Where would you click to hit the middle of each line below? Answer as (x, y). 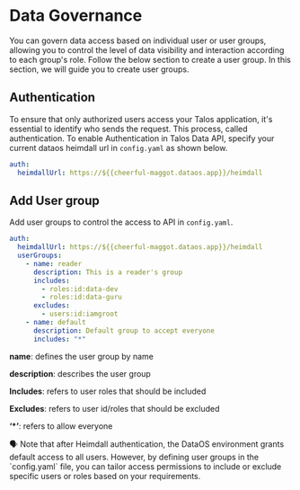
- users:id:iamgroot (80, 314)
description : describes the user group (80, 373)
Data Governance (76, 16)
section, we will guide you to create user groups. (100, 69)
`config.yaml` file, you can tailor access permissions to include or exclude (146, 466)
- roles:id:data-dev (80, 289)
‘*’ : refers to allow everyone (61, 426)
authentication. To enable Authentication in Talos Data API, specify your (142, 138)
